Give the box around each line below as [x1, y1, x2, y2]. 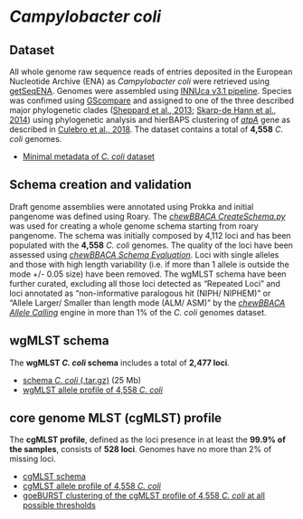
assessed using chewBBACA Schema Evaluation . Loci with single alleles [9, 249, 279, 259]
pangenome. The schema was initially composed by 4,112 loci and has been [9, 230, 291, 241]
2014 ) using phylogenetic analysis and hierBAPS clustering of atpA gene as [9, 115, 291, 125]
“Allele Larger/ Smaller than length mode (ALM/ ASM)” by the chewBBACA [9, 297, 286, 308]
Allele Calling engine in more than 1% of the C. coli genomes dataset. [9, 307, 267, 317]
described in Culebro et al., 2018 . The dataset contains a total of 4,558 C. [9, 124, 283, 135]
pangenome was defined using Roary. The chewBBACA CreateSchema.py [9, 211, 287, 222]
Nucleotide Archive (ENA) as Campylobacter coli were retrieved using [9, 76, 270, 87]
